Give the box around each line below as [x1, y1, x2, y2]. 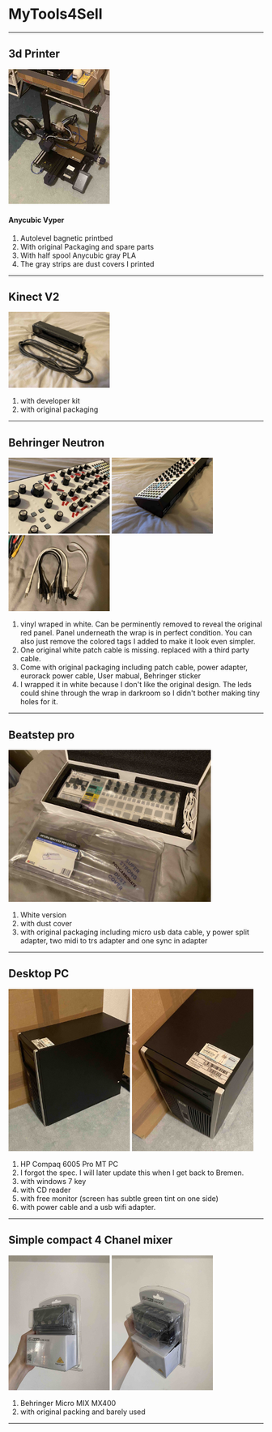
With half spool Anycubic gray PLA [19, 250, 136, 260]
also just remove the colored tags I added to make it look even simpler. [19, 637, 256, 647]
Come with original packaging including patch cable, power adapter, [19, 662, 249, 673]
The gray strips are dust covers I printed [19, 259, 155, 268]
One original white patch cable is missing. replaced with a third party [19, 645, 249, 655]
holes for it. [19, 697, 58, 707]
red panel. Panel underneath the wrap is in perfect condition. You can [19, 628, 253, 638]
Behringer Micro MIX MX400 [19, 1399, 117, 1408]
